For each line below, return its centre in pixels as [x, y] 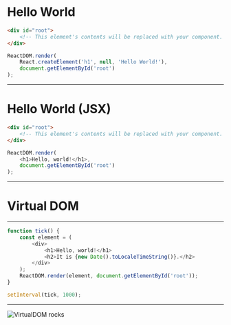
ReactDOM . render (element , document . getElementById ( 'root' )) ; [109, 276]
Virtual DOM [43, 206]
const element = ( [46, 237]
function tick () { [33, 231]
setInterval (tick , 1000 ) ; [44, 295]
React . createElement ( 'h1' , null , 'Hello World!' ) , [93, 62]
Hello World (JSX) [59, 109]
